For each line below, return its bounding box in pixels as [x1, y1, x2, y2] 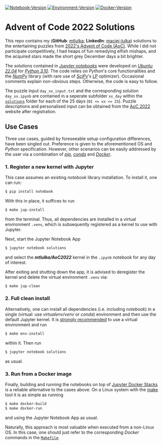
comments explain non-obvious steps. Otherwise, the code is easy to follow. [5, 78, 158, 84]
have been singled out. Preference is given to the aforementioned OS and [5, 141, 152, 146]
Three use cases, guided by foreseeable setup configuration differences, [5, 136, 152, 142]
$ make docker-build [5, 401, 47, 406]
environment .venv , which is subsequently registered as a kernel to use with [5, 221, 158, 227]
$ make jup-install [5, 207, 45, 212]
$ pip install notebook [5, 189, 54, 194]
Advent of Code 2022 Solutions [5, 22, 135, 33]
